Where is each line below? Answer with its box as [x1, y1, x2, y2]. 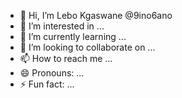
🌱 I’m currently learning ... [19, 31, 127, 42]
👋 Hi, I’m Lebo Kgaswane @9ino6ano [19, 10, 173, 21]
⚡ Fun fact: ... [19, 78, 75, 90]
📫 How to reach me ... [19, 53, 113, 64]
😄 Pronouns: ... [19, 67, 85, 79]
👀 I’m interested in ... [19, 20, 105, 32]
